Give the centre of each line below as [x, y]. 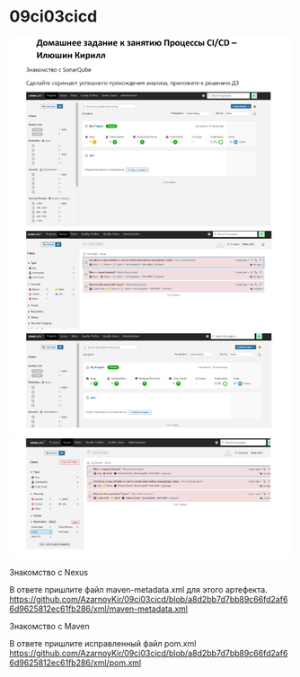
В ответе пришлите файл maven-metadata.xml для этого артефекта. [138, 589]
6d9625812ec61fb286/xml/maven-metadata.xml [99, 609]
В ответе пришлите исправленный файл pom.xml [103, 643]
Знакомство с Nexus [49, 572]
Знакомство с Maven [49, 626]
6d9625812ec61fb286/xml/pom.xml [75, 663]
